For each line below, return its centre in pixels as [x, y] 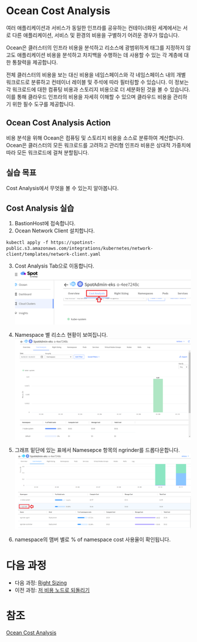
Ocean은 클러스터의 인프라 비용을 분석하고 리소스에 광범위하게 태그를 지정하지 [95, 48]
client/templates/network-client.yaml [53, 254]
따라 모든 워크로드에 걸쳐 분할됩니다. [47, 152]
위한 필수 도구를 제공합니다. [43, 104]
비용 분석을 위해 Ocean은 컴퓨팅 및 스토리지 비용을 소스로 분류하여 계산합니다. [95, 138]
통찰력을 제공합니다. [35, 62]
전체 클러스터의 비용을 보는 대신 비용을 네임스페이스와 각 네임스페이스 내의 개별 [96, 75]
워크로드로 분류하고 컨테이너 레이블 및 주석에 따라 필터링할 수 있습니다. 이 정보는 [98, 82]
